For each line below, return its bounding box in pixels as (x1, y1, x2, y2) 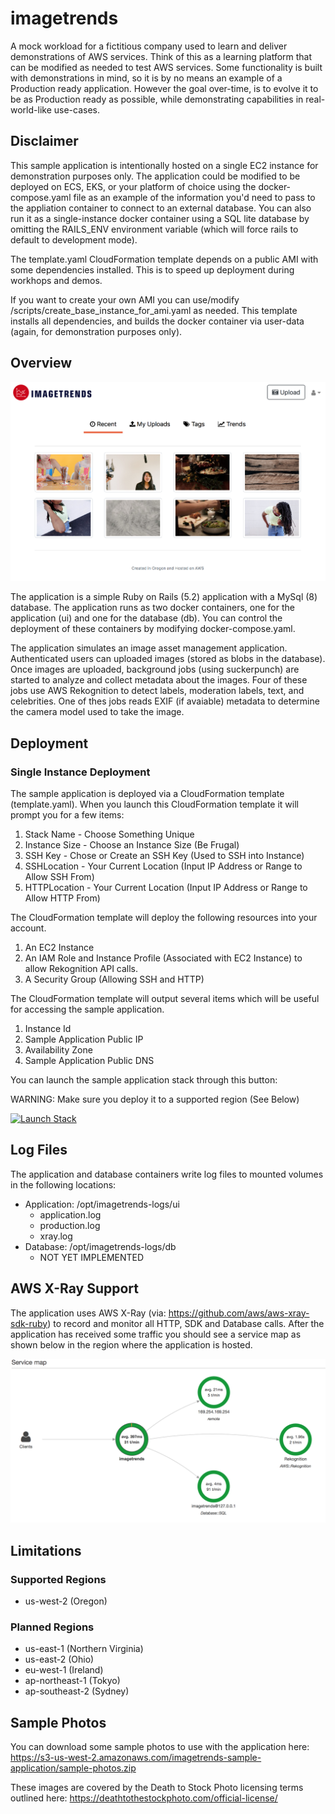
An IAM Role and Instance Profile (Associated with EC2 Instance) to (24, 952, 303, 964)
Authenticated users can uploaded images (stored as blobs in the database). (10, 653, 326, 665)
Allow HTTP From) (24, 892, 101, 904)
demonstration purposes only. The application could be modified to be (10, 170, 301, 182)
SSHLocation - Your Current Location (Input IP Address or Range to (24, 860, 303, 872)
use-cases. (53, 103, 100, 116)
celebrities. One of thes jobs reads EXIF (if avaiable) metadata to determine (10, 695, 320, 707)
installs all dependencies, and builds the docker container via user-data (10, 315, 305, 327)
